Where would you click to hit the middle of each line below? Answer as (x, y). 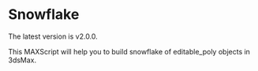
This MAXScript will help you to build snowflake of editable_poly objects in (129, 51)
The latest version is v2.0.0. (53, 36)
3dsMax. (22, 60)
